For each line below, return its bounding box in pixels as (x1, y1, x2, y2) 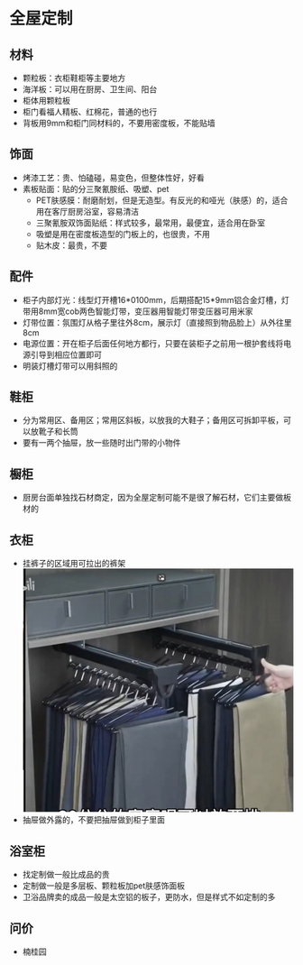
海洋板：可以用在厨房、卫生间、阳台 (22, 84, 158, 95)
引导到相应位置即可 (30, 349, 102, 360)
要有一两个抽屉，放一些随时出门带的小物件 (22, 437, 181, 448)
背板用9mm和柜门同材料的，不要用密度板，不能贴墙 (22, 118, 216, 128)
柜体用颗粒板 (22, 96, 70, 106)
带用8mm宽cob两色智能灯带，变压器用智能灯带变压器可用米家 (22, 306, 253, 317)
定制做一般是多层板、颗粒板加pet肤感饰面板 (22, 880, 186, 891)
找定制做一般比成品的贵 (22, 869, 110, 880)
